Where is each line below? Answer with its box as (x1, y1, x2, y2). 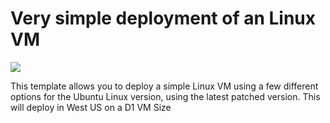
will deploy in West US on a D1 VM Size (10, 101, 172, 113)
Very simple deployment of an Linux (10, 7, 317, 30)
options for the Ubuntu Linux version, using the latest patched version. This (10, 90, 321, 102)
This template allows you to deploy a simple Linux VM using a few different (10, 80, 319, 92)
